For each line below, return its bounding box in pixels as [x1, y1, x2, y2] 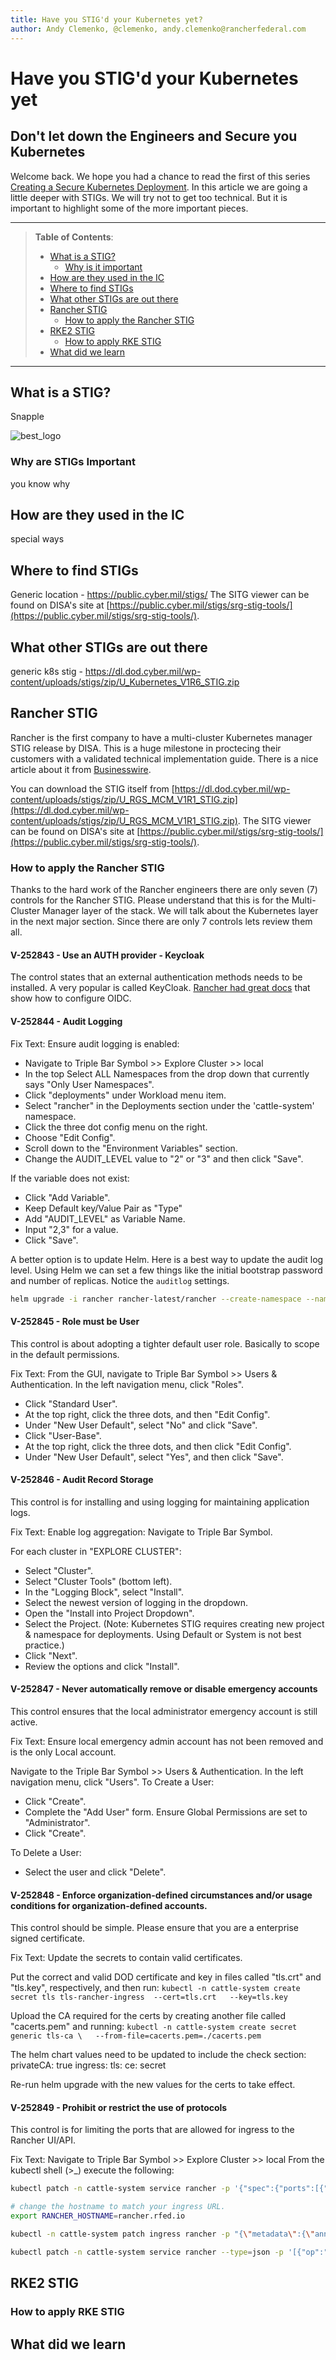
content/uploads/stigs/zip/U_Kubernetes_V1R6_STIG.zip [10, 676, 240, 688]
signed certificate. [10, 1932, 86, 1945]
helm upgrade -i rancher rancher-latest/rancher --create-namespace [10, 1294, 302, 1304]
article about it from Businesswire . [10, 763, 152, 775]
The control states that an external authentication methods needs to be [10, 971, 303, 983]
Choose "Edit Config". [24, 1131, 116, 1143]
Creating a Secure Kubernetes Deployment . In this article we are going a [10, 181, 308, 193]
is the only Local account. [10, 1746, 117, 1758]
